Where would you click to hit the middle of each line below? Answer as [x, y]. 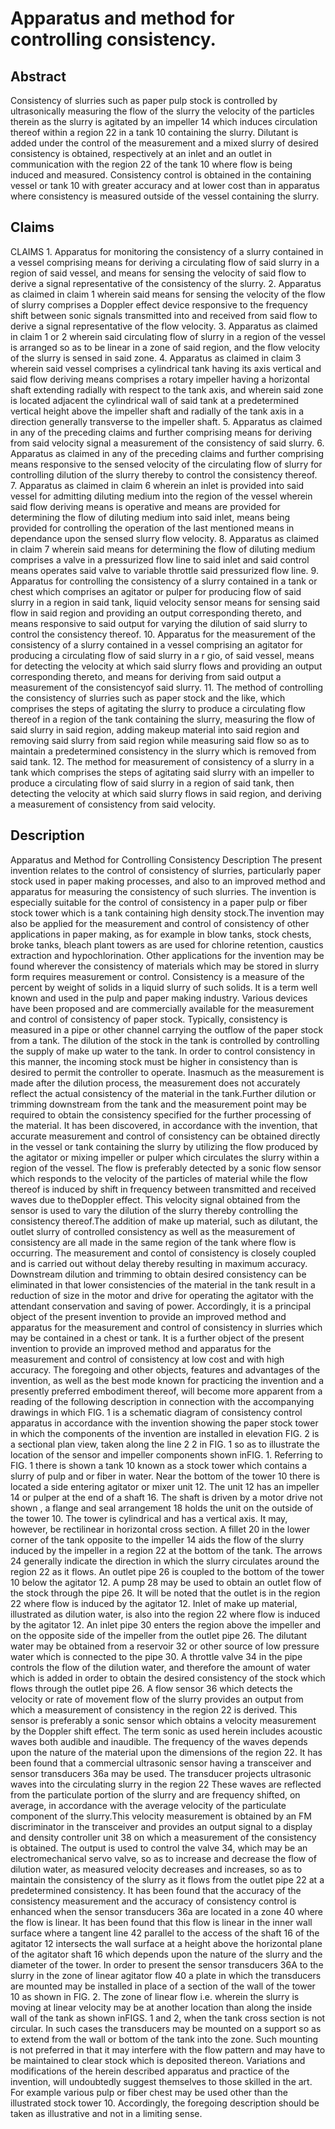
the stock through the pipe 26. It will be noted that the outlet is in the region [165, 1593]
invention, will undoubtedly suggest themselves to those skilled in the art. [161, 2081]
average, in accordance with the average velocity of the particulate [148, 1805]
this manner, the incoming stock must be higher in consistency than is [154, 1061]
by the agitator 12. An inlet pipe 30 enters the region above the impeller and [166, 1624]
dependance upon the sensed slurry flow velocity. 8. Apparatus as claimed [165, 538]
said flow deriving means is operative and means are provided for [145, 506]
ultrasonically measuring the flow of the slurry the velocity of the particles [162, 111]
